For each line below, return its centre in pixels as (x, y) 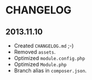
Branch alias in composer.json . (50, 70)
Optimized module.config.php (50, 58)
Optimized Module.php (40, 64)
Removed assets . (35, 52)
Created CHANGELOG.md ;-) (44, 46)
